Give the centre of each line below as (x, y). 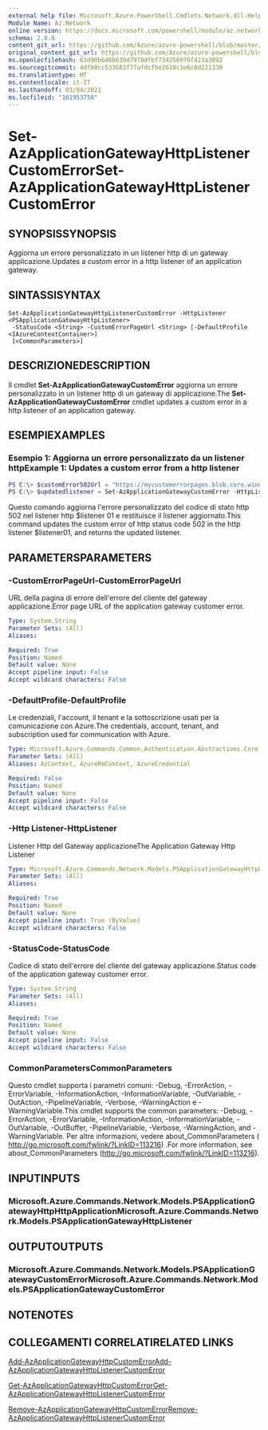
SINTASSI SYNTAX (55, 295)
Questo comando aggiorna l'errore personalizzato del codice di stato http (129, 507)
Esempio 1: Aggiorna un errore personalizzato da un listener (126, 458)
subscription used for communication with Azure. (89, 735)
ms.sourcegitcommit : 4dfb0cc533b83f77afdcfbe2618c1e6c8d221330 (116, 68)
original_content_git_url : (53, 53)
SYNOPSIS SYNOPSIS (63, 233)
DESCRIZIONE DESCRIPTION (79, 366)
